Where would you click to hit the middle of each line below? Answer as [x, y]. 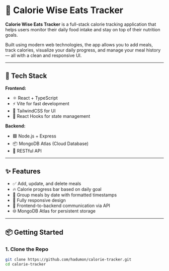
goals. [12, 35]
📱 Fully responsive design [39, 200]
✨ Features [23, 172]
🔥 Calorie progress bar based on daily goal [57, 189]
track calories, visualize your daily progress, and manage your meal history [83, 50]
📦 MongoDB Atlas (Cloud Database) [51, 144]
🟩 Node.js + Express [34, 136]
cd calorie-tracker [26, 264]
